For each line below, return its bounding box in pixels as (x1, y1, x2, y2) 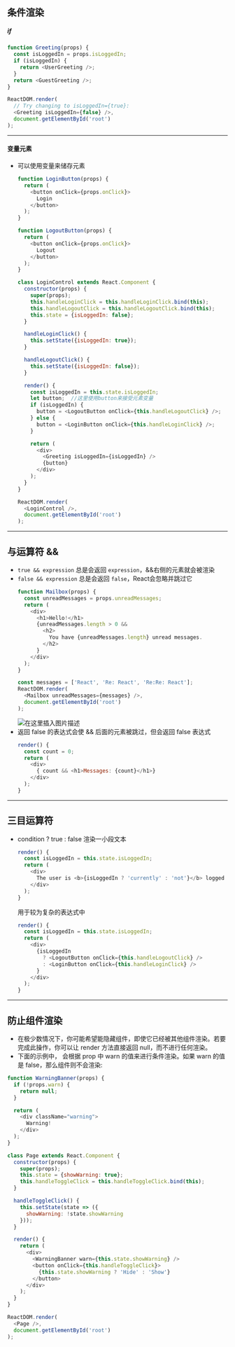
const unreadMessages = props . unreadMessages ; (24, 595, 162, 602)
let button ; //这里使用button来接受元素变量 (30, 395, 154, 402)
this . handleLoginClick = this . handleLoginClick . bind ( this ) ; (30, 298, 209, 305)
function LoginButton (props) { (17, 176, 109, 183)
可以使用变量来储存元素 (17, 162, 85, 170)
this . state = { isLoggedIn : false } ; (30, 311, 134, 319)
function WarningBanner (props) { (7, 1075, 105, 1082)
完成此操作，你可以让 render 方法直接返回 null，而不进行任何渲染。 (17, 1043, 212, 1051)
